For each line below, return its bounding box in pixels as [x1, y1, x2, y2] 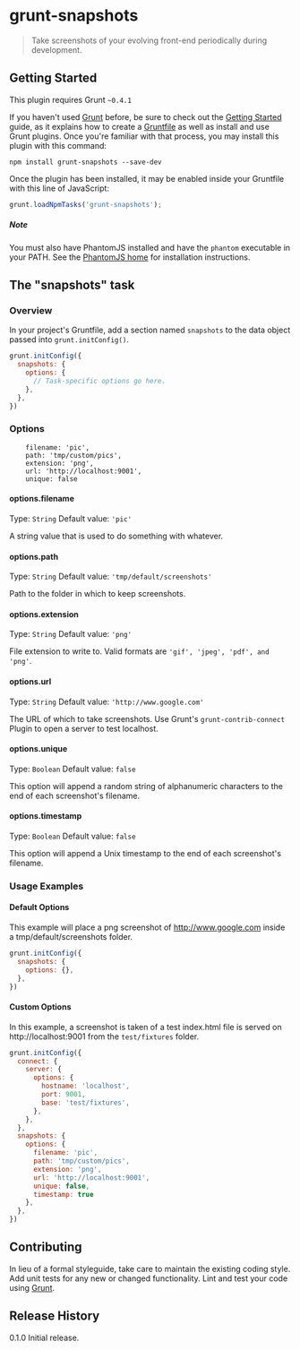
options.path [9, 551, 59, 562]
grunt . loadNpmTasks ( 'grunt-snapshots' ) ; [9, 200, 163, 209]
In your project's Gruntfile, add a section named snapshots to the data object [9, 324, 291, 336]
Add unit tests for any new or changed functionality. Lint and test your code [9, 1273, 288, 1284]
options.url [9, 675, 52, 686]
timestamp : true [32, 1190, 94, 1199]
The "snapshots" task [9, 277, 135, 292]
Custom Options [9, 1002, 72, 1012]
